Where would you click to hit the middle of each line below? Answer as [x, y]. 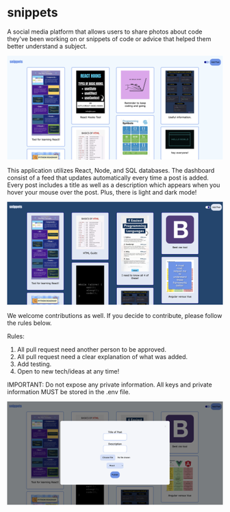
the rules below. [30, 323]
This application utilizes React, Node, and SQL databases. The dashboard [111, 171]
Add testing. [34, 364]
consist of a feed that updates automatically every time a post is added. [108, 178]
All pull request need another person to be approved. [91, 349]
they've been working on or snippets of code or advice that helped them [109, 38]
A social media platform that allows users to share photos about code [105, 32]
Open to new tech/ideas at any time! [68, 371]
